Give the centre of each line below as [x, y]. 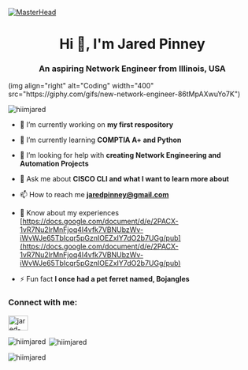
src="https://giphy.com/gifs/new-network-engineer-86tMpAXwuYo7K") [124, 94]
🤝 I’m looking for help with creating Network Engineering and [120, 155]
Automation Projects [54, 164]
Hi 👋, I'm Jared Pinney [132, 44]
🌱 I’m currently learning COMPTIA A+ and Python [100, 140]
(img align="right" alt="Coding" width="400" [81, 86]
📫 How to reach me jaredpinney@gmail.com [94, 195]
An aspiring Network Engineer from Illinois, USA [132, 69]
